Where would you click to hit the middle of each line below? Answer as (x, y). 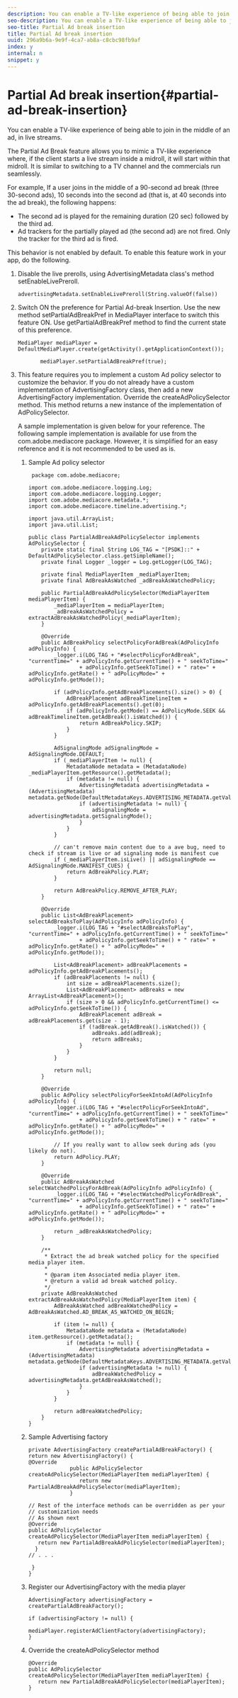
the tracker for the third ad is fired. (68, 239)
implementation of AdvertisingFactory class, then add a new (105, 390)
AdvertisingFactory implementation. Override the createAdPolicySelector (124, 397)
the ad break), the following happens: (62, 202)
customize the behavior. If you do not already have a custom (106, 382)
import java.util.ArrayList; (71, 519)
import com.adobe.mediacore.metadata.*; (89, 500)
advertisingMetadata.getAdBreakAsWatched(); (95, 1380)
